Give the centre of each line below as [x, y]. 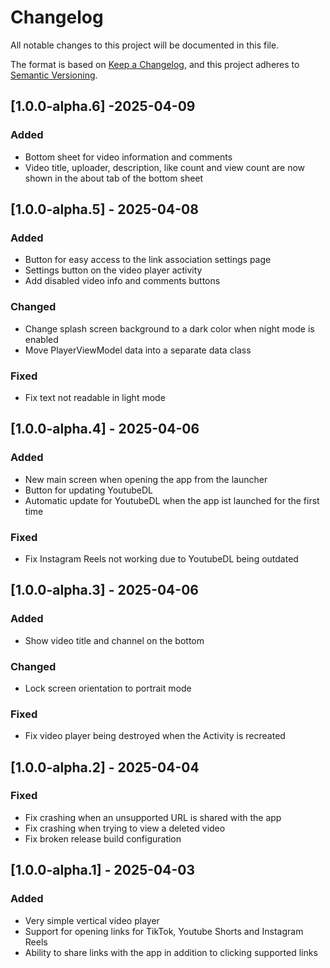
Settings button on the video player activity [113, 270]
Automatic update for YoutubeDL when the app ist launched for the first [172, 500]
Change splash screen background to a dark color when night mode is [169, 328]
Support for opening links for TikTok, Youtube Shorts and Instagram [164, 931]
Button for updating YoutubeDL [88, 490]
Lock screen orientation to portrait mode [108, 688]
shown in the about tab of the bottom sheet [114, 178]
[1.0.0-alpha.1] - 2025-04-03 [102, 870]
